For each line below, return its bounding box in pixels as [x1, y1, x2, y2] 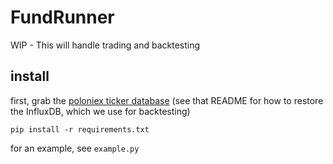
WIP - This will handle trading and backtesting [10, 39, 201, 51]
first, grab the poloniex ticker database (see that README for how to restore [10, 94, 324, 106]
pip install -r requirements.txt [10, 124, 150, 135]
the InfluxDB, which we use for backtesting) [10, 105, 191, 117]
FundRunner [10, 6, 115, 29]
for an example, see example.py [10, 142, 140, 154]
